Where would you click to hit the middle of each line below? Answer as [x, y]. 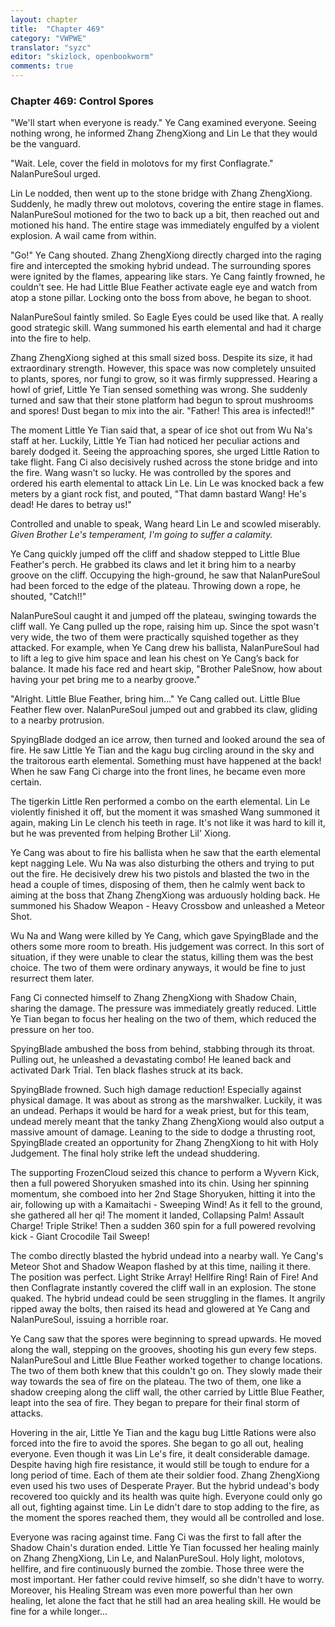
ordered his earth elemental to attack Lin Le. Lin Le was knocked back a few [167, 483]
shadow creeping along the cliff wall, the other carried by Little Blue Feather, [167, 1392]
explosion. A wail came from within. [83, 236]
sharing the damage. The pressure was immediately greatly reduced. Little [163, 1008]
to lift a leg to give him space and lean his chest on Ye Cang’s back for [155, 658]
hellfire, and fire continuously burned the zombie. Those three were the [157, 1569]
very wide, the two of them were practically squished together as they [155, 637]
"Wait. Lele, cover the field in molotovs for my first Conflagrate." [142, 163]
